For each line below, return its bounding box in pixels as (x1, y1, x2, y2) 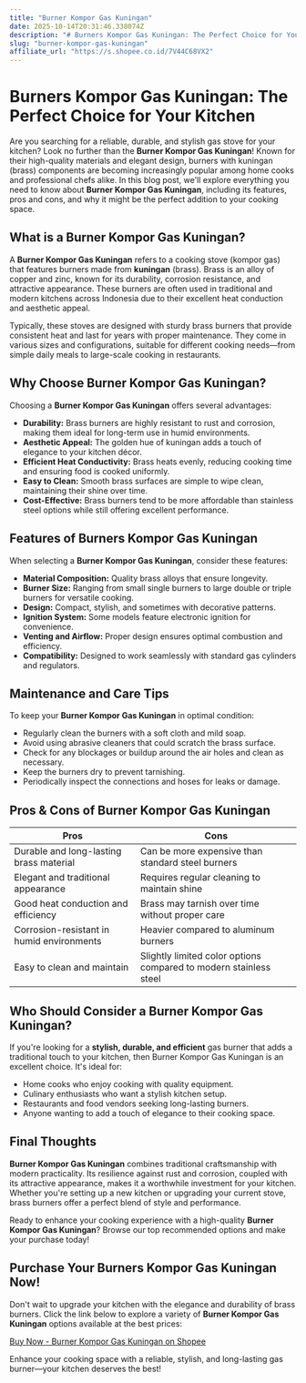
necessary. (22, 757, 65, 768)
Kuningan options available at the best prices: (9, 1317, 183, 1329)
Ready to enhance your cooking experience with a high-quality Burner (9, 1215, 274, 1225)
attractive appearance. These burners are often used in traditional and (9, 283, 273, 294)
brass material (14, 857, 76, 869)
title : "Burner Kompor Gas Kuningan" (9, 13, 153, 23)
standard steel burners (139, 857, 238, 869)
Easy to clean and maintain (14, 961, 129, 974)
